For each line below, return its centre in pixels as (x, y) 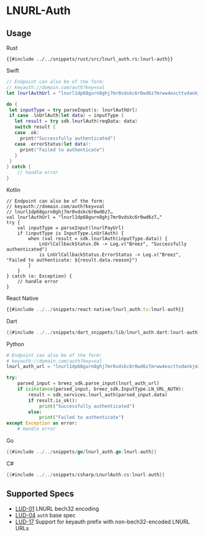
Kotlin (13, 190)
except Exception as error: (42, 423)
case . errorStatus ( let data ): (53, 144)
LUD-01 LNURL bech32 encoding (57, 508)
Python (15, 344)
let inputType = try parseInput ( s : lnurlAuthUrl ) (73, 110)
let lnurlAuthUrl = (31, 93)
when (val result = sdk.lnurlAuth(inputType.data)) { (98, 238)
